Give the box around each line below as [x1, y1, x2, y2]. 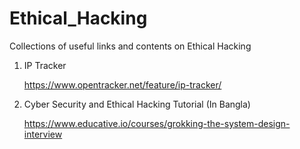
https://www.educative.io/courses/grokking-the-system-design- [23, 117, 291, 129]
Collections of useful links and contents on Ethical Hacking [9, 40, 252, 52]
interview [23, 128, 63, 140]
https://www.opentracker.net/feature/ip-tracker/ [23, 78, 222, 91]
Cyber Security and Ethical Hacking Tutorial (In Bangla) [23, 98, 251, 110]
